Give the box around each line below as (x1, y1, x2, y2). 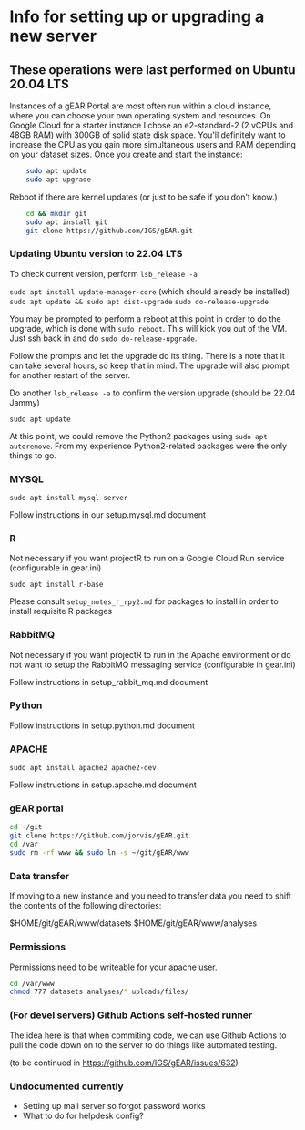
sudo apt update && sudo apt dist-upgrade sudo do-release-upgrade (9, 297, 269, 306)
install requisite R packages (9, 606, 113, 617)
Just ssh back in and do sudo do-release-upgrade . (9, 333, 198, 344)
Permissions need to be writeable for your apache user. (9, 961, 218, 972)
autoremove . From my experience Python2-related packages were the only (9, 440, 288, 451)
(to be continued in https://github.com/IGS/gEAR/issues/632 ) (9, 1057, 239, 1068)
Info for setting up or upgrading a (9, 6, 265, 27)
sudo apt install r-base (9, 580, 104, 590)
